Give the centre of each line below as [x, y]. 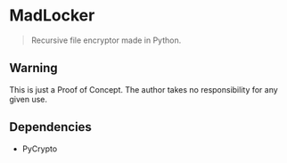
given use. [28, 99]
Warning [33, 68]
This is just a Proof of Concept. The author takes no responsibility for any [143, 89]
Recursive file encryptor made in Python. [106, 40]
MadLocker [52, 16]
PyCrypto [40, 149]
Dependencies [50, 127]
